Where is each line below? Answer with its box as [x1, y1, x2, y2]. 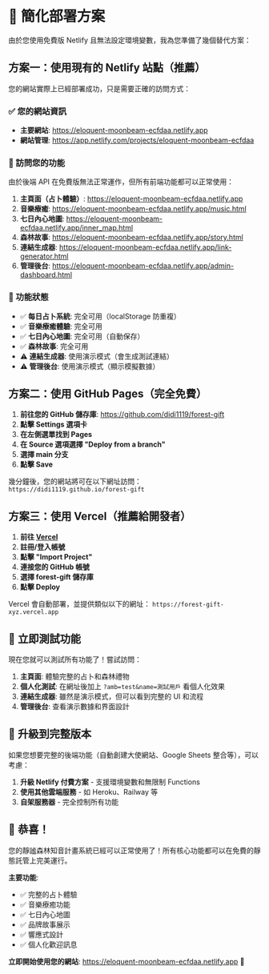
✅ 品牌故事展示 [19, 920, 70, 929]
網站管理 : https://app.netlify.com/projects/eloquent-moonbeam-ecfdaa [19, 135, 255, 145]
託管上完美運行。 [14, 856, 72, 865]
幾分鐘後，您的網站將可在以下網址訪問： [8, 477, 142, 487]
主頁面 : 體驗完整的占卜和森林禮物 [19, 671, 130, 681]
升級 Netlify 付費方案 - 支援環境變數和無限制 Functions [19, 777, 200, 787]
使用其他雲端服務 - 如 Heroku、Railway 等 [19, 787, 159, 796]
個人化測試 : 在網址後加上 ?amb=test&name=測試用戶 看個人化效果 [19, 682, 226, 691]
